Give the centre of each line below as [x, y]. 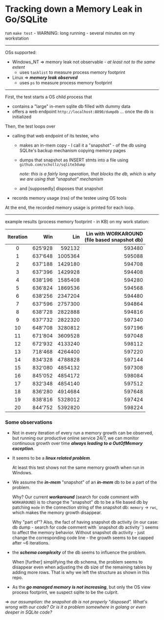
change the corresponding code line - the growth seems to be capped [83, 538]
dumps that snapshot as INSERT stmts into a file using [74, 160]
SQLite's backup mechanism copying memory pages [72, 150]
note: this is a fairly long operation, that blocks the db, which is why [88, 174]
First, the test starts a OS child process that [49, 97]
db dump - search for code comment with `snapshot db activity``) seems [85, 527]
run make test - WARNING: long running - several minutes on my [70, 33]
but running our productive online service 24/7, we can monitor [75, 438]
